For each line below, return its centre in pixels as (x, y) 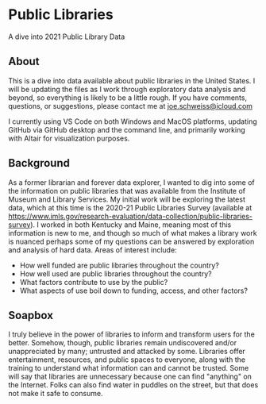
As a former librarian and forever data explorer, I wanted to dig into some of (132, 182)
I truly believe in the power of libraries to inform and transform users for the (132, 334)
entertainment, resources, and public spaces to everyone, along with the (127, 360)
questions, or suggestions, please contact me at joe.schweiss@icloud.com (130, 106)
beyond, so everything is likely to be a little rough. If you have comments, (128, 98)
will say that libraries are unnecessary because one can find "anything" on (130, 377)
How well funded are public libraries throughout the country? (120, 265)
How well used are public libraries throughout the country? (116, 273)
